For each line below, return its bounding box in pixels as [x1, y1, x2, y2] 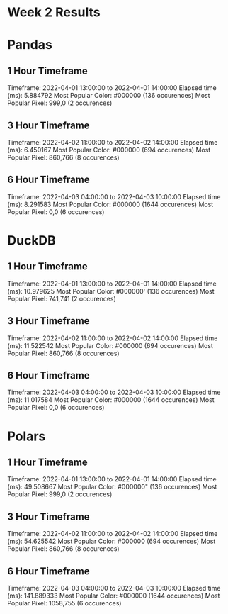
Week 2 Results [7, 4, 101, 21]
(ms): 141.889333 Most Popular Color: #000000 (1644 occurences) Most [7, 591, 220, 600]
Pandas [7, 37, 53, 53]
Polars [7, 428, 46, 444]
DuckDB [7, 233, 57, 248]
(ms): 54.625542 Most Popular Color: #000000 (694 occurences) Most [7, 537, 216, 546]
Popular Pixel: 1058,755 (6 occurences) [7, 599, 122, 608]
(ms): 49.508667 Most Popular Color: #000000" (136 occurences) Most [7, 483, 217, 491]
